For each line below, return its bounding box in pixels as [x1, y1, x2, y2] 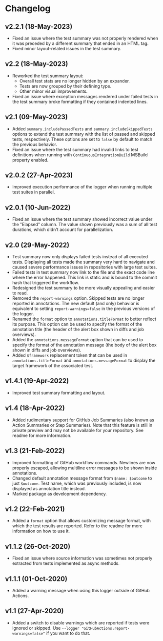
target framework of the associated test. [12, 363, 94, 369]
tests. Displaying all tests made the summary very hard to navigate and [12, 259, 155, 265]
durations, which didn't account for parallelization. [12, 227, 114, 232]
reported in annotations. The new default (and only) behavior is [12, 301, 140, 307]
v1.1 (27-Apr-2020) [5, 607, 64, 615]
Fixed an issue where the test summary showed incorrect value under [12, 216, 153, 222]
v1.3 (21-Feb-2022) [5, 447, 65, 455]
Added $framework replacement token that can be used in [12, 352, 127, 358]
